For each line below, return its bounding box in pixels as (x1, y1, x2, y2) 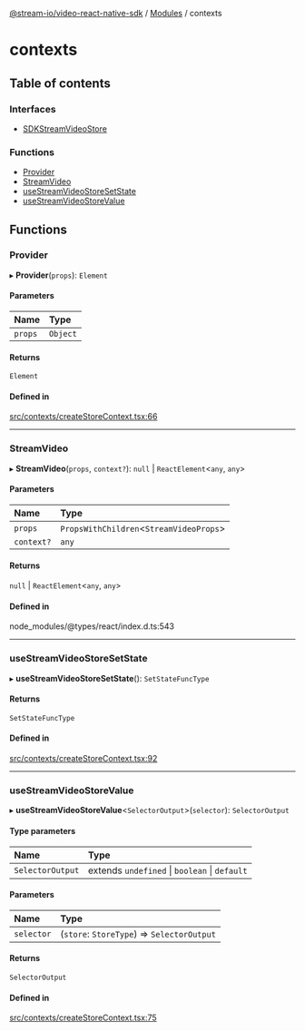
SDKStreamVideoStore (22, 123, 107, 134)
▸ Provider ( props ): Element (9, 270, 108, 280)
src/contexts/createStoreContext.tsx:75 (9, 1012, 157, 1024)
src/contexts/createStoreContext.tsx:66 (9, 411, 158, 422)
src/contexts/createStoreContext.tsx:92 (9, 753, 158, 764)
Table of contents (9, 75, 111, 91)
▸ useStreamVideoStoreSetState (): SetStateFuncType (9, 673, 210, 683)
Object (48, 329, 77, 339)
